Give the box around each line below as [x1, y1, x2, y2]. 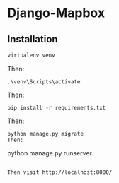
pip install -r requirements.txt [7, 104, 106, 111]
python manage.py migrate [7, 130, 84, 137]
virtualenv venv [7, 52, 55, 59]
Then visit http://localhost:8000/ [7, 168, 113, 176]
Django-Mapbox [7, 5, 105, 21]
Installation [7, 33, 58, 45]
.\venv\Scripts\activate [7, 78, 81, 85]
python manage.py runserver [7, 148, 92, 157]
